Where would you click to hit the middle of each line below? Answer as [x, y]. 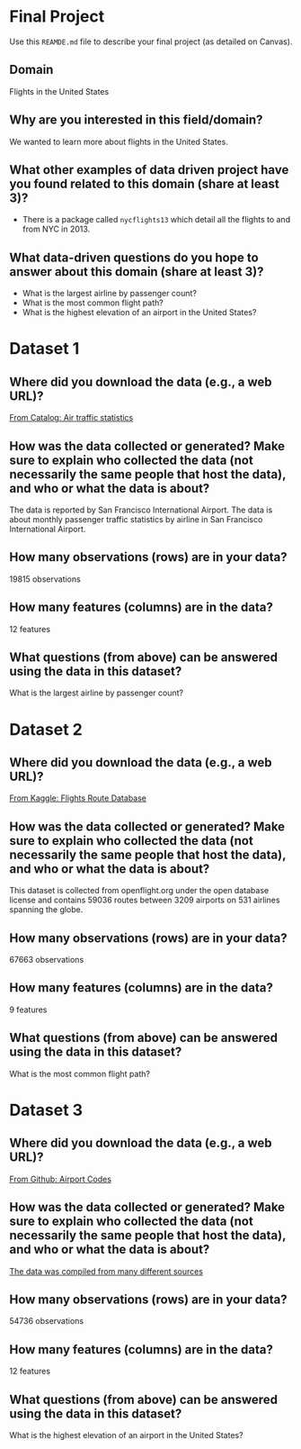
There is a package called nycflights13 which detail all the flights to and [156, 220]
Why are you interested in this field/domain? [136, 120]
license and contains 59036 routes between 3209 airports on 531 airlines [145, 900]
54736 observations [47, 1321]
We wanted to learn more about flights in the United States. [119, 141]
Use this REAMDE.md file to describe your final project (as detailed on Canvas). [151, 41]
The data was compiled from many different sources [106, 1271]
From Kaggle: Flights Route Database [78, 798]
